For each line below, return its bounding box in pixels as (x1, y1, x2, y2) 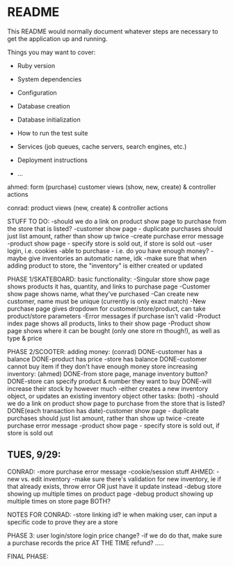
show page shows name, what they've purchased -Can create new (7, 289, 200, 298)
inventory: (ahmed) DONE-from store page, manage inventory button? (7, 369, 208, 378)
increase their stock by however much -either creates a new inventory (7, 384, 209, 393)
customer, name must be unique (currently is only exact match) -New (7, 297, 207, 305)
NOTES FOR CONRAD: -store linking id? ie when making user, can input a (7, 510, 218, 519)
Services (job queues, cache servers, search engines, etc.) (17, 142, 187, 150)
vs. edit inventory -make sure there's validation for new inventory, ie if (20, 474, 221, 483)
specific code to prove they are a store (7, 517, 118, 526)
